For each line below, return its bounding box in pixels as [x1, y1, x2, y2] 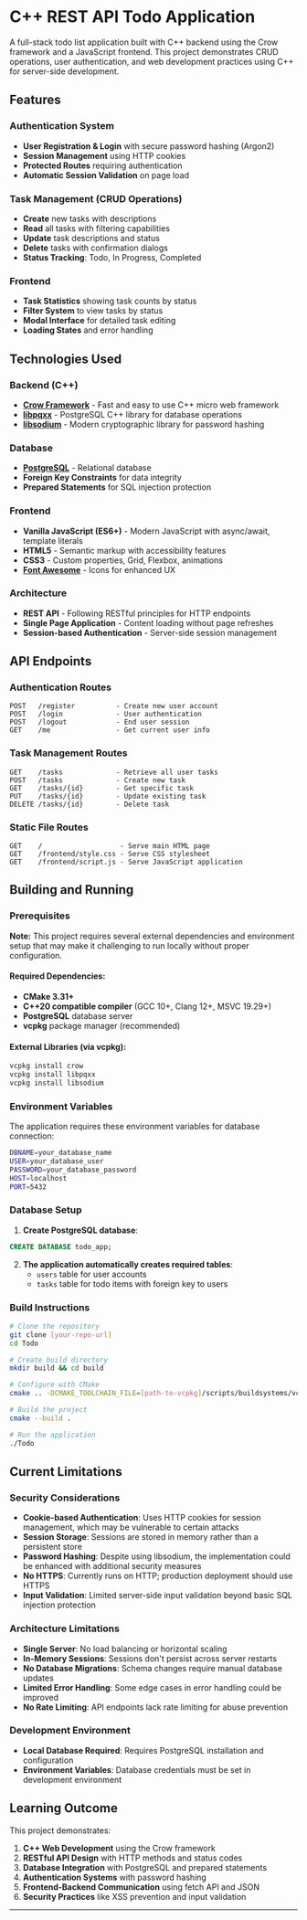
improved [22, 1692, 59, 1703]
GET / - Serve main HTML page [9, 842, 210, 851]
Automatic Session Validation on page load [22, 169, 190, 180]
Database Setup [9, 1204, 82, 1216]
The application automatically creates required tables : [22, 1258, 233, 1269]
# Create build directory [9, 1355, 108, 1364]
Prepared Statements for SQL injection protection [22, 482, 212, 493]
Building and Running [9, 882, 134, 897]
